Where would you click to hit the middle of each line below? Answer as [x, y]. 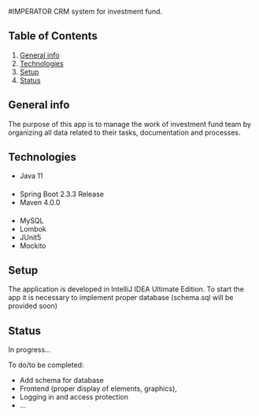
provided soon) [33, 306]
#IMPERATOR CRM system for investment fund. [85, 11]
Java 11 [31, 176]
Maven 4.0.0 [40, 202]
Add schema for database [61, 381]
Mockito [33, 245]
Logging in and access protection [74, 397]
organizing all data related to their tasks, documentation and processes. [125, 132]
